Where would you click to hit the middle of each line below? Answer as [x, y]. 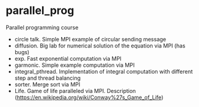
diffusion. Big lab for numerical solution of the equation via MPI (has [100, 46]
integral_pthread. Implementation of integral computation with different [103, 71]
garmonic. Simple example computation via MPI [74, 65]
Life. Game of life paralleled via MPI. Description [75, 91]
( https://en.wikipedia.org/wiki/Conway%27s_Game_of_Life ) [89, 97]
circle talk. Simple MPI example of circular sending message [90, 39]
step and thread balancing [47, 78]
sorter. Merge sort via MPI [47, 84]
